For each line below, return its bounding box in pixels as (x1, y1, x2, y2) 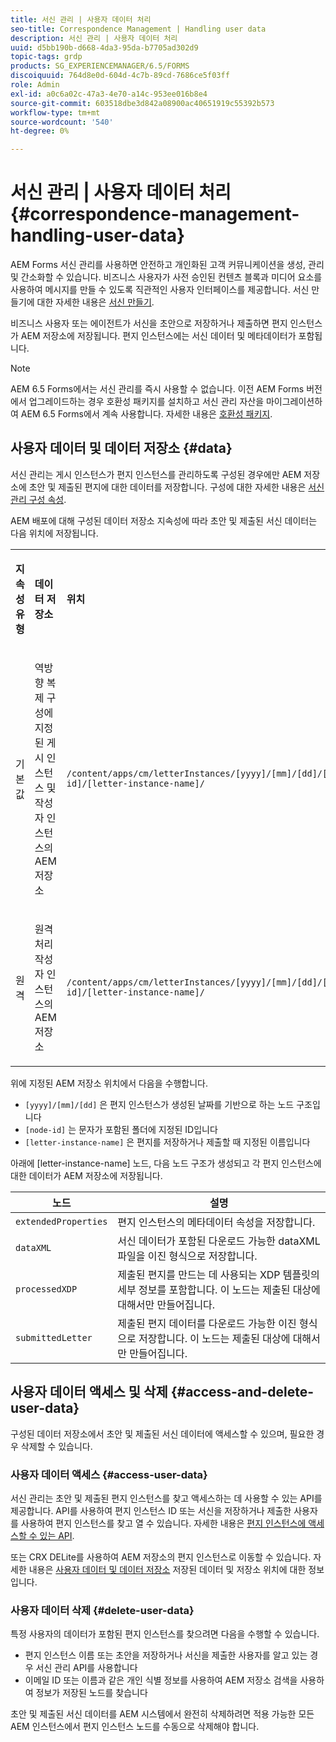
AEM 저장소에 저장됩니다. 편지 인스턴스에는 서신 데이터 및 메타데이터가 (20, 330, 297, 342)
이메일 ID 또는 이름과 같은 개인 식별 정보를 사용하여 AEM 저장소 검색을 (24, 1674, 298, 1686)
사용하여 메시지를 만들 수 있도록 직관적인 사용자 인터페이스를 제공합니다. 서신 (10, 284, 310, 296)
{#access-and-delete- (170, 1384, 315, 1401)
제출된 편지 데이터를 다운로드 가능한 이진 (117, 1316, 297, 1330)
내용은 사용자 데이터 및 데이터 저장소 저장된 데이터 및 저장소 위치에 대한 (28, 1563, 307, 1575)
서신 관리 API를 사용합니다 (35, 1662, 138, 1674)
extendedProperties (15, 1216, 108, 1227)
